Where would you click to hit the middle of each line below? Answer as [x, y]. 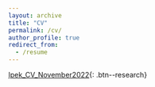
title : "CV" [28, 23]
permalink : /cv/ [35, 30]
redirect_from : [33, 45]
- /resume [31, 52]
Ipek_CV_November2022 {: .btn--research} [78, 75]
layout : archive [35, 15]
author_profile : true [44, 38]
